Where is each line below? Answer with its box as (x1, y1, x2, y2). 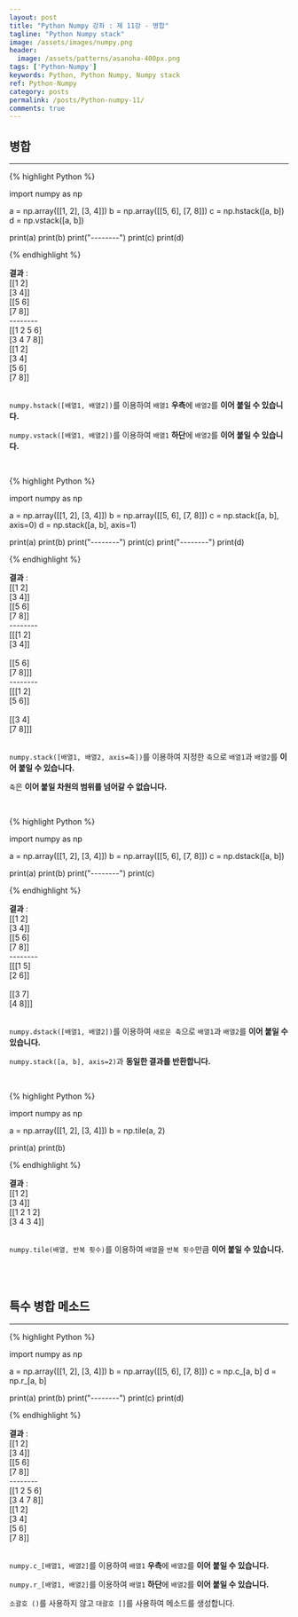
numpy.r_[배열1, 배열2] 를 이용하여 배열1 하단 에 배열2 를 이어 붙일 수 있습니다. (9, 1579, 270, 1589)
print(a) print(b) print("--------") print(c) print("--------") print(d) (9, 537, 245, 548)
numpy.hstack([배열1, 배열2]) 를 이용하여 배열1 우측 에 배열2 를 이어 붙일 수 (9, 400, 260, 411)
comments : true (9, 104, 66, 113)
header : (9, 46, 38, 55)
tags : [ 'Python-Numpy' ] (9, 63, 98, 72)
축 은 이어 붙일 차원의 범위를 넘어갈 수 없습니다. (9, 782, 168, 793)
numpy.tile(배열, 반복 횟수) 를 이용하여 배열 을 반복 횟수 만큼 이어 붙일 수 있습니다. (9, 1244, 285, 1255)
